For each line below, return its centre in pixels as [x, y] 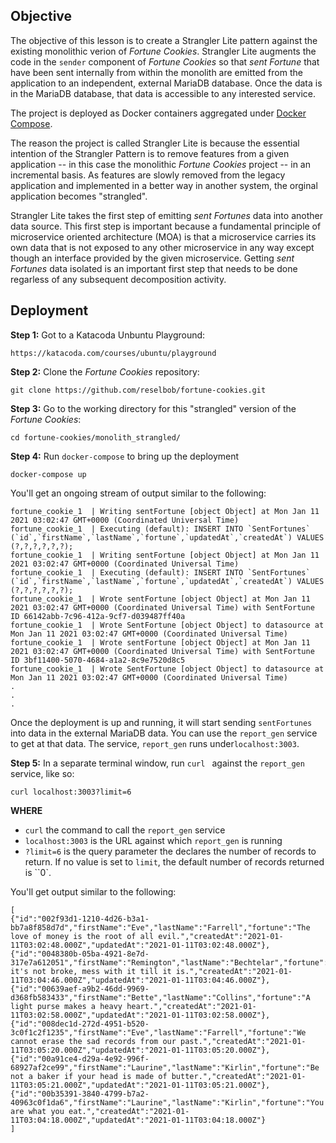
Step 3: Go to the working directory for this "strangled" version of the [153, 408]
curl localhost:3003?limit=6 [71, 792]
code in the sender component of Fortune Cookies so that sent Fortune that [165, 61]
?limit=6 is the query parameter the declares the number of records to [170, 851]
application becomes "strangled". [79, 196]
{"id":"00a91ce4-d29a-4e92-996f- [80, 1059]
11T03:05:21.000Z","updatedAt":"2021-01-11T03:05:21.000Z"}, [140, 1085]
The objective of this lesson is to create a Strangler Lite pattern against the [164, 40]
